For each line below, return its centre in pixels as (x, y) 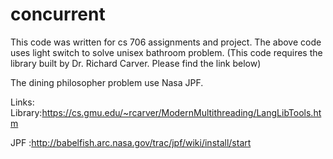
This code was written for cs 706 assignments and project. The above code (166, 42)
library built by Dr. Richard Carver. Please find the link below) (136, 63)
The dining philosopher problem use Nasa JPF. (107, 82)
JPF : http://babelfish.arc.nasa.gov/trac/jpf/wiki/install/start (131, 142)
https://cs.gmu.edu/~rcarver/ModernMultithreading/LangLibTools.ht (181, 112)
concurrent (58, 14)
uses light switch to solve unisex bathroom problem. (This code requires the (166, 52)
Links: (22, 102)
